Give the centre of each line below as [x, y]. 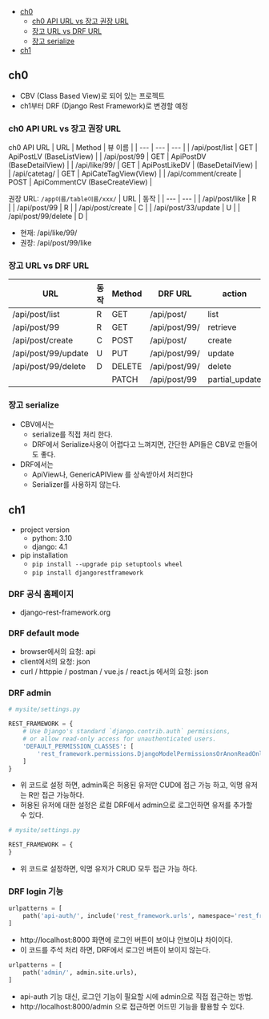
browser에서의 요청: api [58, 652]
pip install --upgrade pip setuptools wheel [107, 564]
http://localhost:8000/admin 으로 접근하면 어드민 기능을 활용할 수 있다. [132, 1006]
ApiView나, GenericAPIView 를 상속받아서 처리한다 [112, 474]
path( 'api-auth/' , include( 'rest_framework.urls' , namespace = [128, 916]
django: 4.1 [50, 546]
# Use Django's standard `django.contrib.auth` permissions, [126, 732]
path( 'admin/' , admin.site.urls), [80, 972]
